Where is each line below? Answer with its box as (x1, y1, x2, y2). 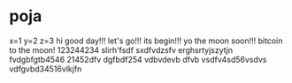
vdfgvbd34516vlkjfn (9, 64, 82, 74)
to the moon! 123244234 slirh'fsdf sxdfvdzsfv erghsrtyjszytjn (9, 44, 233, 55)
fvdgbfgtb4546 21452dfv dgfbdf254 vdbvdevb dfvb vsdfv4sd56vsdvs (9, 54, 267, 64)
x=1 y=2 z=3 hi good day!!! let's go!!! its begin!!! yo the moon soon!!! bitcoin (9, 35, 283, 46)
